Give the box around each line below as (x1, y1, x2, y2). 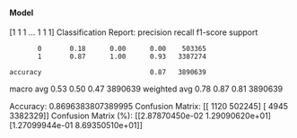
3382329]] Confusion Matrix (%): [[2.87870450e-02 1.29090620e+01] (9, 110, 272, 121)
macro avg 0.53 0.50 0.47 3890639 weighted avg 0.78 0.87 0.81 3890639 (9, 83, 284, 94)
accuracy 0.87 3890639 (9, 68, 206, 77)
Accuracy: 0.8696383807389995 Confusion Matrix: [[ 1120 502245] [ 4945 (9, 101, 289, 112)
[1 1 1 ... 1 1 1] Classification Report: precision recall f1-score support (9, 27, 258, 38)
